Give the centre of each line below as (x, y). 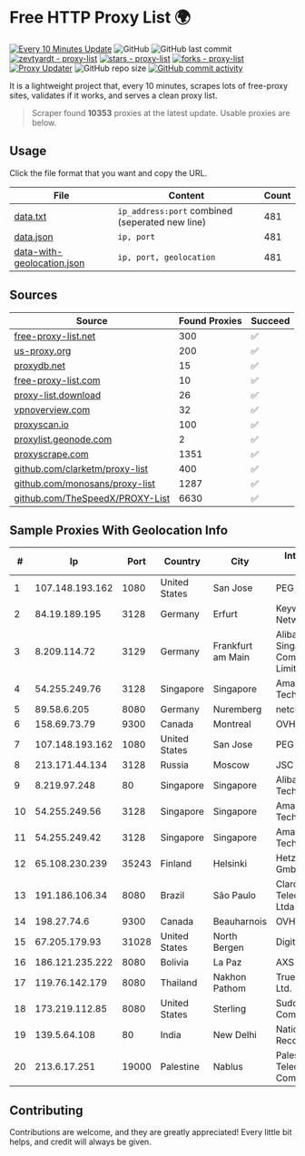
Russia (174, 765)
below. (44, 122)
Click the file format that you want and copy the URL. (108, 172)
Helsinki (230, 864)
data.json (34, 237)
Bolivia (174, 963)
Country (182, 562)
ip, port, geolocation (167, 257)
